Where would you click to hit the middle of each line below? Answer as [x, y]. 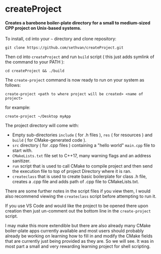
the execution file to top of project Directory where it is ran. [72, 171]
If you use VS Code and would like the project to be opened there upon [77, 206]
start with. [22, 150]
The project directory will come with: [42, 126]
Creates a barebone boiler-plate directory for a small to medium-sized [78, 22]
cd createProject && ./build [35, 71]
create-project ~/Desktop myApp [38, 116]
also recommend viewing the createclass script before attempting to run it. [81, 196]
